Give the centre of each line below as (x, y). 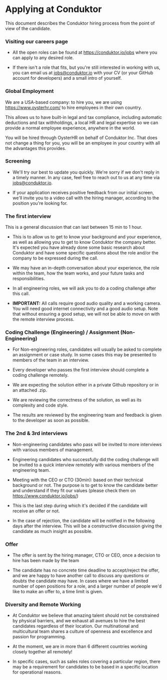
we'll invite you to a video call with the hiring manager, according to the (86, 198)
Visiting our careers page (37, 41)
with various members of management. (53, 450)
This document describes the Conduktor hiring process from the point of (80, 23)
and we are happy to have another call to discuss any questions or (81, 576)
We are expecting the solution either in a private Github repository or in (85, 385)
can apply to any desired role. (43, 58)
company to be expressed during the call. (55, 258)
